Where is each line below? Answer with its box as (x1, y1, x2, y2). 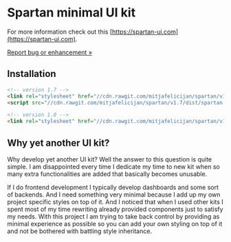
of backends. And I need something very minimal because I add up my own (7, 190, 221, 199)
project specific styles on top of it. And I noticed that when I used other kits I (7, 197, 223, 206)
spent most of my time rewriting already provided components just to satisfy (7, 205, 223, 213)
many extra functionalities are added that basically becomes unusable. (7, 170, 208, 178)
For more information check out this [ (7, 27, 113, 36)
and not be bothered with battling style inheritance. (7, 227, 153, 235)
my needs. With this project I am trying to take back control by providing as (7, 212, 220, 221)
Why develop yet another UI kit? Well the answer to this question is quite (7, 155, 212, 163)
